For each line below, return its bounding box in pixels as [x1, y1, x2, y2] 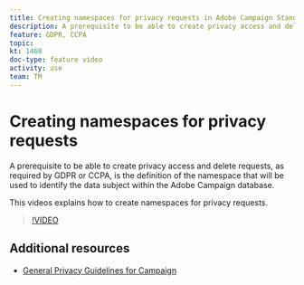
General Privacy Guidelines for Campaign [22, 264, 177, 276]
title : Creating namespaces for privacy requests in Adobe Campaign [9, 13, 273, 23]
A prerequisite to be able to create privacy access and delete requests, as [9, 160, 285, 171]
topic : [9, 38, 34, 48]
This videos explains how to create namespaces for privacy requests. [9, 196, 269, 208]
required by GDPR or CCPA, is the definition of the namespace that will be [9, 169, 285, 181]
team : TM [9, 72, 43, 81]
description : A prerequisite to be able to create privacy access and [9, 22, 281, 31]
